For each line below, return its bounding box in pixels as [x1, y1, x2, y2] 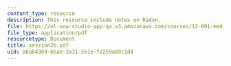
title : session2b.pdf [7, 42, 69, 49]
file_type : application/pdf [7, 29, 88, 36]
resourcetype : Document [7, 36, 76, 43]
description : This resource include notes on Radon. [7, 16, 162, 23]
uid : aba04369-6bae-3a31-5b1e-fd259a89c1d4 [7, 49, 134, 56]
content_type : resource [7, 10, 76, 17]
